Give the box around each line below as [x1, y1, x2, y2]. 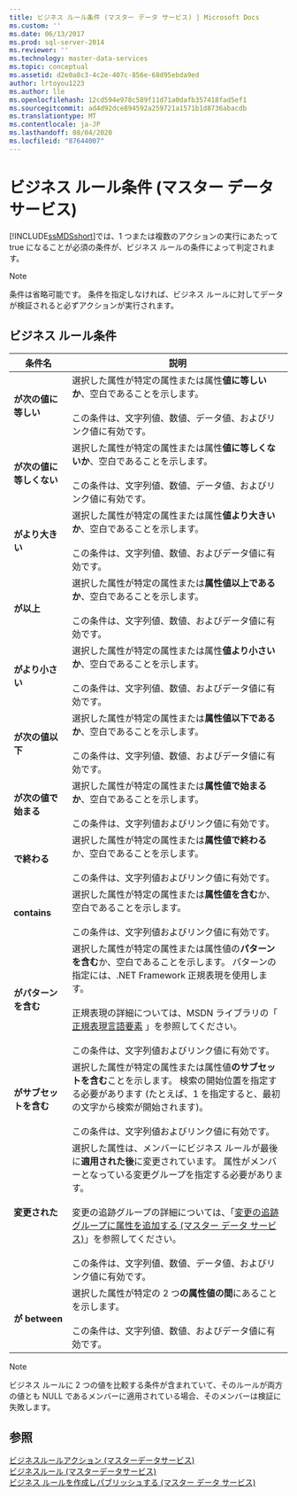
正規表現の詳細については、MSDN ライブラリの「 [72, 1007, 278, 1019]
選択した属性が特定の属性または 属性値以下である [72, 712, 276, 724]
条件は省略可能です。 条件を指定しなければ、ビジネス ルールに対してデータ [9, 289, 285, 300]
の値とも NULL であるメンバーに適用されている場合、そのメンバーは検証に [9, 1391, 282, 1401]
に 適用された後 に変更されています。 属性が [72, 1155, 250, 1167]
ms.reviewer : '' [9, 46, 69, 55]
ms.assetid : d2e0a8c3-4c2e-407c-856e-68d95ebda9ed [9, 71, 200, 80]
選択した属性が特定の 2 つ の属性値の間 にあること [72, 1287, 278, 1299]
